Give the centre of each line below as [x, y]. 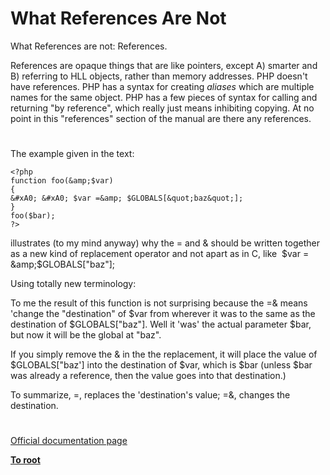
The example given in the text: [72, 154]
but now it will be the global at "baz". [86, 335]
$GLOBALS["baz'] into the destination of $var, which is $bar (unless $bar [161, 365]
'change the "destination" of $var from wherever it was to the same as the [163, 314]
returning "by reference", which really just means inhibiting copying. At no [162, 108]
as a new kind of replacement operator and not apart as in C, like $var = [160, 254]
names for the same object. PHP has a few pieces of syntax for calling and [164, 97]
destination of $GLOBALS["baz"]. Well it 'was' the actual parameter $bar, [161, 324]
